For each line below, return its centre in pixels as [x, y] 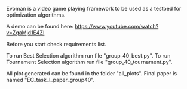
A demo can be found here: [40, 26]
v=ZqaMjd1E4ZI [25, 33]
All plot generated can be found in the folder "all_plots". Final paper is [92, 73]
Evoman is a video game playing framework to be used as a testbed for [94, 9]
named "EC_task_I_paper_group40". [50, 80]
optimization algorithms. [36, 15]
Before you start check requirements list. [56, 44]
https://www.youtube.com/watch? [117, 26]
